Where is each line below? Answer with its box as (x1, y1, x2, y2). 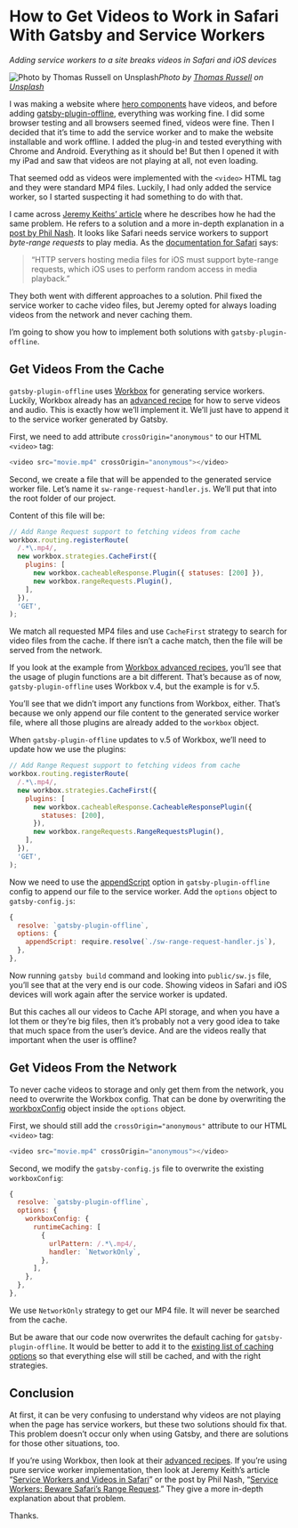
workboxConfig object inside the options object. (9, 1103, 187, 1113)
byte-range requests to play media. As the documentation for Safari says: (9, 237, 278, 247)
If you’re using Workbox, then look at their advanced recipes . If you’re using (9, 1455, 287, 1466)
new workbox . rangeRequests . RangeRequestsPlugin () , (32, 828, 225, 837)
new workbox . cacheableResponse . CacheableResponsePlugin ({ (32, 803, 253, 812)
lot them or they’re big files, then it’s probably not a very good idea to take (9, 1015, 280, 1026)
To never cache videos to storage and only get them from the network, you (9, 1084, 285, 1095)
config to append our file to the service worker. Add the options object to (9, 885, 278, 896)
